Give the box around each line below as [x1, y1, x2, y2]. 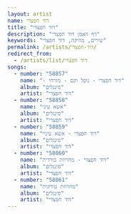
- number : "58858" [14, 97, 69, 104]
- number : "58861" [14, 176, 69, 183]
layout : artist [7, 10, 53, 18]
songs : [7, 63, 27, 71]
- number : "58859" [14, 123, 69, 131]
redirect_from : [7, 51, 53, 58]
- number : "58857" [14, 70, 69, 77]
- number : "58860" [14, 150, 69, 157]
